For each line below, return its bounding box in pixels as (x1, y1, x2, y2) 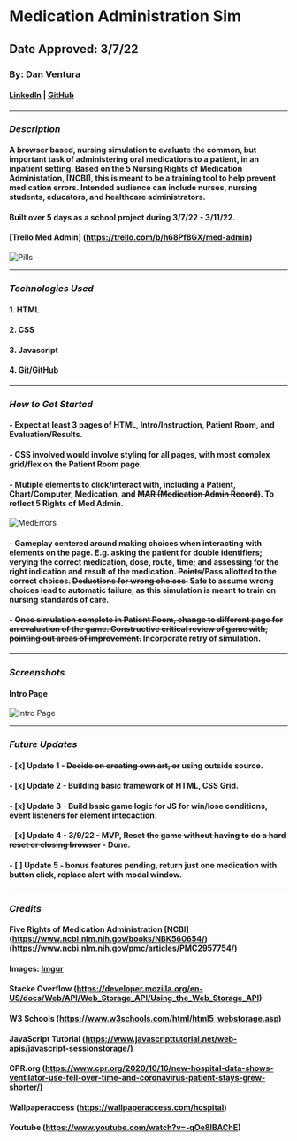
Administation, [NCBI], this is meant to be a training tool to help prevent (9, 173, 277, 183)
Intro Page (9, 688, 49, 698)
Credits (9, 902, 42, 914)
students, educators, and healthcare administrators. (9, 192, 206, 203)
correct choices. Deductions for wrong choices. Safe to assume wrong (9, 575, 274, 586)
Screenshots (9, 666, 65, 678)
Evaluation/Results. (9, 429, 83, 440)
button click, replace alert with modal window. (9, 869, 183, 880)
